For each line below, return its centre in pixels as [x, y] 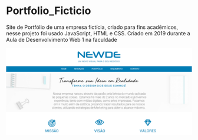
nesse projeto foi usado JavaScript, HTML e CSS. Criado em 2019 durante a [98, 33]
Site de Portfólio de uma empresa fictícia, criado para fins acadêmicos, [92, 27]
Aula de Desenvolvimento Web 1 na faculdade [62, 39]
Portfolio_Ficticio [49, 11]
